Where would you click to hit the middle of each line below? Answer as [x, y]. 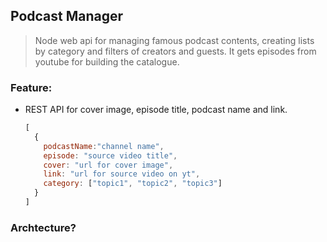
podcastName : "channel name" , [104, 146]
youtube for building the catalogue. [107, 61]
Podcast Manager [67, 16]
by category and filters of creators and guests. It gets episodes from [175, 51]
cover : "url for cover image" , [108, 165]
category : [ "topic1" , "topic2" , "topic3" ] [133, 184]
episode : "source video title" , [110, 155]
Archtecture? [43, 227]
